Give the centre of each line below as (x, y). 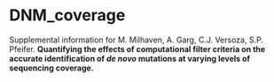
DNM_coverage (67, 15)
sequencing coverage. (52, 68)
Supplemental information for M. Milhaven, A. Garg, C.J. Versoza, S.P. (137, 40)
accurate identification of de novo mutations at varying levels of (130, 58)
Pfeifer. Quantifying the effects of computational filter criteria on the (137, 48)
